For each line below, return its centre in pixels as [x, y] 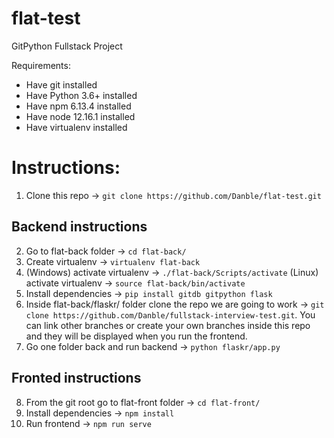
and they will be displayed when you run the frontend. [136, 336]
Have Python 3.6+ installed [81, 95]
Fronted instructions [76, 378]
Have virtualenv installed [76, 127]
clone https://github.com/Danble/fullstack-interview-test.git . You [170, 314]
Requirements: [41, 65]
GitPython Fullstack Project [67, 46]
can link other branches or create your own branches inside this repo [168, 325]
